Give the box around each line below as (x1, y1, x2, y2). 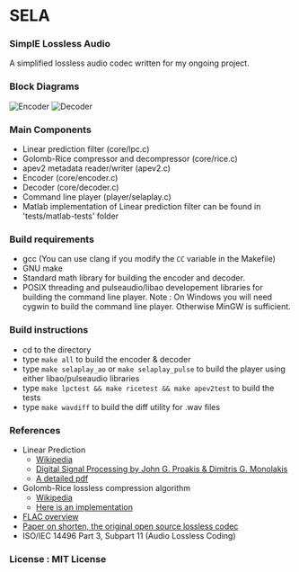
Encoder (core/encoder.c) (22, 173, 119, 183)
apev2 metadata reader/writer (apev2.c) (22, 163, 171, 174)
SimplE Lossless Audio (9, 38, 110, 50)
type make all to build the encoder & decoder (22, 353, 191, 364)
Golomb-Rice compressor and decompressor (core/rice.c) (22, 154, 238, 165)
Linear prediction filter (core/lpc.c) (22, 144, 150, 155)
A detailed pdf (35, 473, 89, 484)
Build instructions (9, 324, 89, 336)
